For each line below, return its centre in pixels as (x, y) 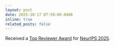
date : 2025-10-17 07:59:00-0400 (39, 15)
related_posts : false (28, 24)
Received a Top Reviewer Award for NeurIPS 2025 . (58, 38)
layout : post (19, 10)
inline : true (19, 19)
